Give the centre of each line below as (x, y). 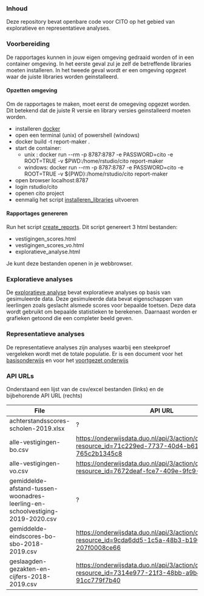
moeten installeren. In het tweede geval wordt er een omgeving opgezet (96, 70)
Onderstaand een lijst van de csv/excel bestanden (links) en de (85, 389)
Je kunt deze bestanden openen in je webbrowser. (70, 263)
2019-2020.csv (33, 519)
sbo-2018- (27, 544)
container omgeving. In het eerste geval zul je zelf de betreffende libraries (99, 63)
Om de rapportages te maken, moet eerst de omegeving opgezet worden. (99, 104)
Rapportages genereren (37, 213)
